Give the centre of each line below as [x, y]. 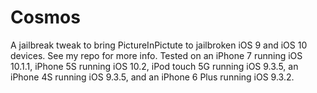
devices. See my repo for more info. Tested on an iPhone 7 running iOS [156, 55]
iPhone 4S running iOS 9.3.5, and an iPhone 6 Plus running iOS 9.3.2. [152, 77]
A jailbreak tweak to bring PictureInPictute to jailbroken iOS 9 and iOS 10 [159, 45]
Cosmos [45, 17]
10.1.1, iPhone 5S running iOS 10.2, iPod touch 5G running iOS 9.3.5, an [154, 66]
